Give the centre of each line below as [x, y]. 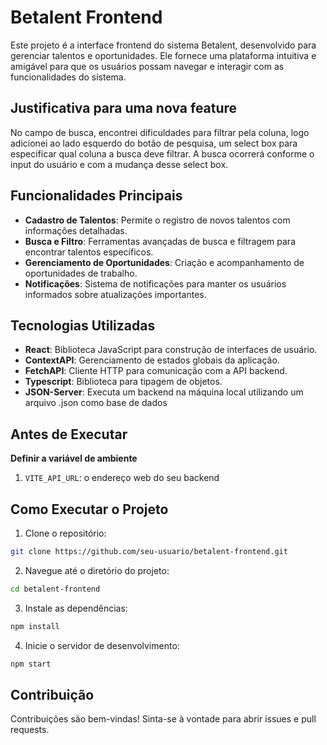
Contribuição [52, 694]
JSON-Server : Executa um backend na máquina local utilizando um [164, 392]
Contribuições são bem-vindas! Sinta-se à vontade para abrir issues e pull [163, 719]
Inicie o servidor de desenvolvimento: [102, 645]
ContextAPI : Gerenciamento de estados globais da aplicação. [152, 360]
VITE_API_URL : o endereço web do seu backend [122, 478]
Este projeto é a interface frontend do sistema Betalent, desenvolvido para [163, 45]
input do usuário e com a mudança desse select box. [119, 164]
